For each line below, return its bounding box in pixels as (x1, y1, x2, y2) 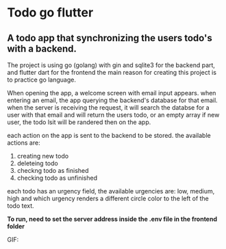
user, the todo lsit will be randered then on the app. (7, 118, 151, 126)
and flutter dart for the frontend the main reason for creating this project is (7, 69, 217, 76)
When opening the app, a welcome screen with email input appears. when (7, 89, 216, 97)
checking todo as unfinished (16, 174, 98, 182)
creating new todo (16, 152, 69, 160)
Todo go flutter (7, 5, 94, 21)
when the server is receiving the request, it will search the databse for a (7, 104, 210, 111)
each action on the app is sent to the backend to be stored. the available (7, 132, 211, 139)
